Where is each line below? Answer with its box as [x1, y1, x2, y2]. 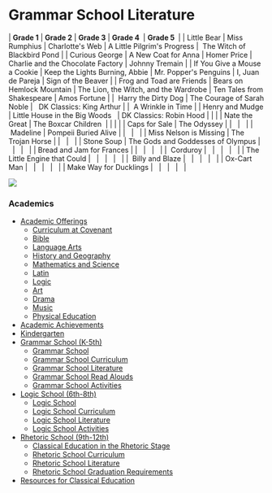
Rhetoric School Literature [32, 458, 120, 469]
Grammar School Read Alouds [32, 372, 134, 382]
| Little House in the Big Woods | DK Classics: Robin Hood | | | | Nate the [8, 110, 253, 120]
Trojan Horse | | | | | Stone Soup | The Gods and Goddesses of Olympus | [8, 136, 261, 146]
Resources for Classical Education [19, 476, 136, 486]
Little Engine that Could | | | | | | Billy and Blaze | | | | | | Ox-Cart [8, 153, 253, 164]
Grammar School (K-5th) [19, 338, 103, 347]
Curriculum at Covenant [32, 225, 112, 235]
